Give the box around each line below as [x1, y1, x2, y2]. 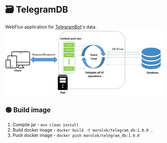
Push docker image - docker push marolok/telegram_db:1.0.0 [12, 132, 140, 138]
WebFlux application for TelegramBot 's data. [5, 23, 97, 30]
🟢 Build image [5, 106, 51, 115]
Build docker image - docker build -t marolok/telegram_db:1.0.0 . [12, 127, 153, 133]
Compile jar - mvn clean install [12, 122, 79, 128]
